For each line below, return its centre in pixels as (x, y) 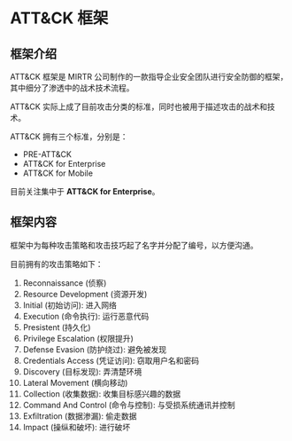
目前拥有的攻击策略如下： (57, 264)
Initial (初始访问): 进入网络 (70, 305)
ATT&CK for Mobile (58, 173)
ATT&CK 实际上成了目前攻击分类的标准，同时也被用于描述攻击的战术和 (139, 106)
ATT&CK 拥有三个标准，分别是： (69, 137)
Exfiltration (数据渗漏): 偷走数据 (80, 416)
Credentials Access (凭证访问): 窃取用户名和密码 (111, 360)
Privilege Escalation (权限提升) (78, 338)
